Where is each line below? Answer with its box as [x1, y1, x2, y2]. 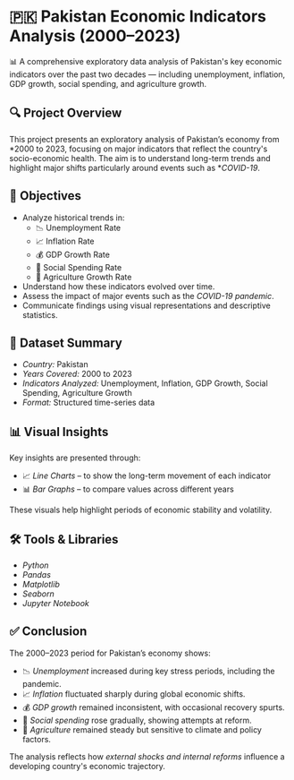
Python [21, 560, 49, 570]
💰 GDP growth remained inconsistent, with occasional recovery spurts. [21, 701, 285, 713]
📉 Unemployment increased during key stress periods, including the [21, 665, 275, 676]
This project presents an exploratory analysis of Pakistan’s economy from [9, 133, 280, 144]
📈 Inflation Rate [35, 236, 96, 246]
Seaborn [21, 588, 55, 599]
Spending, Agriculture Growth [21, 388, 132, 399]
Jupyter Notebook [21, 598, 89, 608]
